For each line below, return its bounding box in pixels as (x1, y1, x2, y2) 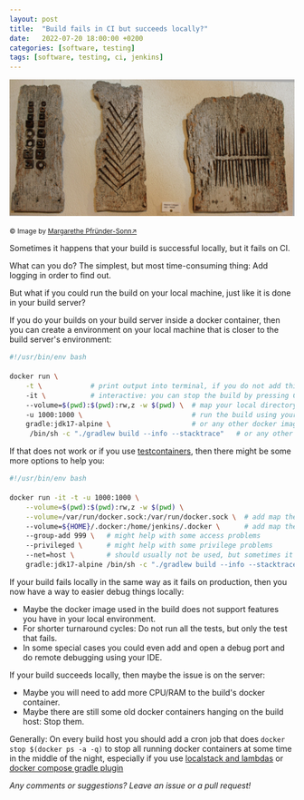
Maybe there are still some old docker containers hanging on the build (22, 706, 284, 717)
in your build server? (9, 298, 86, 308)
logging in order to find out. (9, 270, 111, 281)
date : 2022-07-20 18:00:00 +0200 (9, 34, 144, 43)
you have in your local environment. (22, 613, 157, 624)
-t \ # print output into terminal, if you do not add (25, 381, 281, 390)
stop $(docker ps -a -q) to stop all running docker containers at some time (9, 743, 292, 754)
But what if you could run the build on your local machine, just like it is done (9, 288, 291, 298)
